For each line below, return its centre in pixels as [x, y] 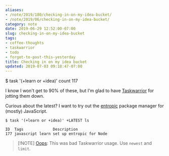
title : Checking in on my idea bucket [46, 62]
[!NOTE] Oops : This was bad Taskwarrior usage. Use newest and [85, 143]
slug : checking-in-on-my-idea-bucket [45, 33]
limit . [24, 149]
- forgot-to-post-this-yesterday [40, 57]
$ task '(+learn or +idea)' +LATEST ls [47, 121]
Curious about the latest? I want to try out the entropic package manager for [85, 106]
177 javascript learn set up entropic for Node [56, 134]
